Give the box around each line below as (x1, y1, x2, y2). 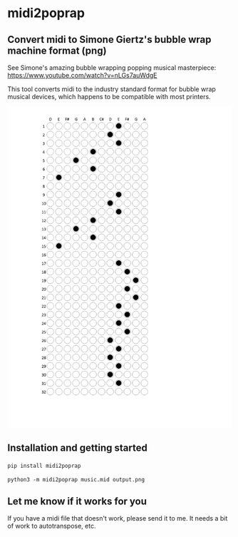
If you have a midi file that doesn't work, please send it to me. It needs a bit (7, 514, 228, 523)
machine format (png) (7, 44, 107, 56)
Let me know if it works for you (7, 496, 148, 507)
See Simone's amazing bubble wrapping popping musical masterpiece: (7, 63, 217, 72)
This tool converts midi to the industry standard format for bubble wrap (7, 85, 216, 93)
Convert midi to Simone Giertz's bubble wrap (7, 34, 212, 46)
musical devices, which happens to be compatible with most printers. (7, 93, 212, 101)
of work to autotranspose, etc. (7, 522, 96, 531)
